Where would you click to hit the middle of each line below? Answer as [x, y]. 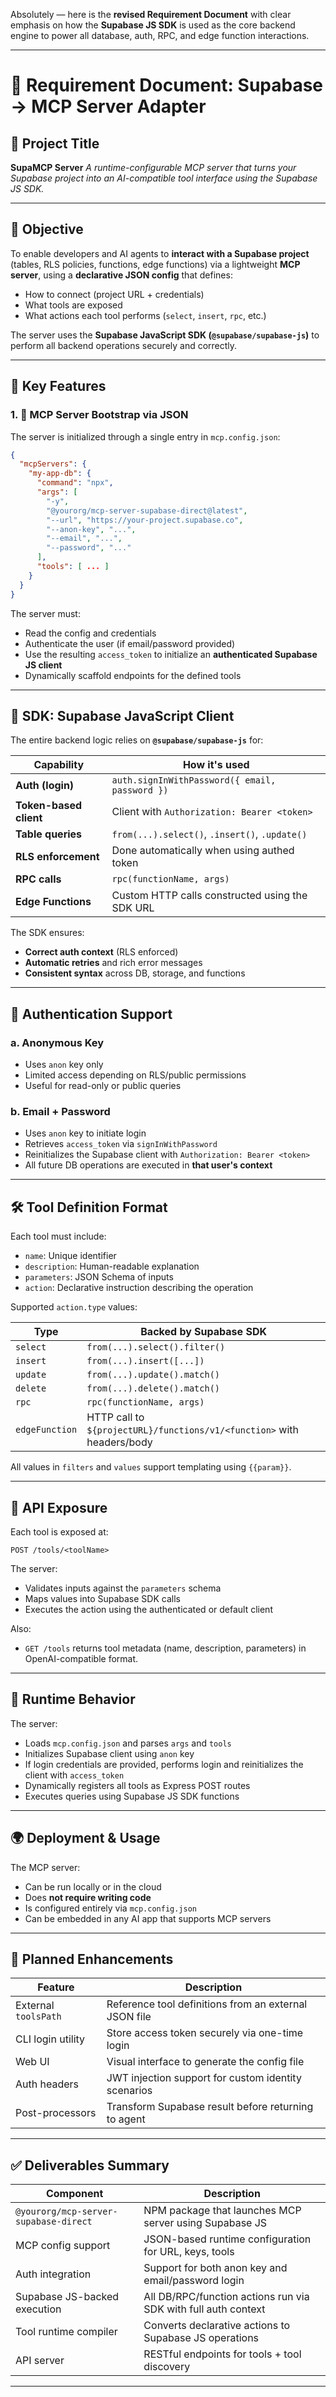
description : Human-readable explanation [112, 1266]
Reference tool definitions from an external [207, 2004]
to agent [126, 2119]
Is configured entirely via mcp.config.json [111, 1908]
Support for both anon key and [215, 2268]
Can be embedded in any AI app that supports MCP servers [148, 1918]
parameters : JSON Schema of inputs [99, 1277]
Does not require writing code [88, 1897]
